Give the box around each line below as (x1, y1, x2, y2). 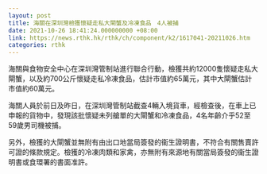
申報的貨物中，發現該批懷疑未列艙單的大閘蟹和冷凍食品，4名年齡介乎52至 (8, 110, 251, 120)
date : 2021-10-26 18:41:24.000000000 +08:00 (8, 26, 158, 34)
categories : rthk (8, 41, 66, 49)
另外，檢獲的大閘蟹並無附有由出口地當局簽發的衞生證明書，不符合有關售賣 (8, 137, 252, 147)
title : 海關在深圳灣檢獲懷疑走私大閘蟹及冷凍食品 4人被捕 (8, 19, 179, 27)
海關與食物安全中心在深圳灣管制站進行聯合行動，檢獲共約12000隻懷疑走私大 (8, 64, 258, 74)
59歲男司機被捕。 (8, 121, 66, 130)
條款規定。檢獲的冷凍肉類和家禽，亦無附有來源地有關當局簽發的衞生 (29, 148, 252, 157)
